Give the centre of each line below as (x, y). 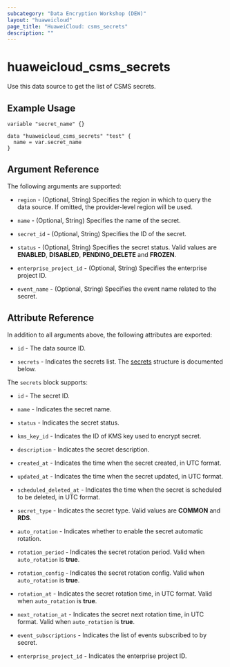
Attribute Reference (51, 318)
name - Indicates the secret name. (64, 409)
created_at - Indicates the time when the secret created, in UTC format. (119, 463)
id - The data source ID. (51, 348)
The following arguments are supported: (65, 186)
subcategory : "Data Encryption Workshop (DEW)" (77, 14)
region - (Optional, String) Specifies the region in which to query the (114, 199)
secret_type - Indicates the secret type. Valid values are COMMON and (119, 510)
